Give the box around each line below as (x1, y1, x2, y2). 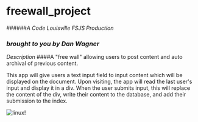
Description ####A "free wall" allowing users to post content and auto (6, 53, 183, 61)
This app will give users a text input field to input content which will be (6, 72, 183, 79)
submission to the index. (6, 97, 68, 104)
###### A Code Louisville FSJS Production (6, 24, 114, 32)
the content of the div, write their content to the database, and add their (6, 91, 186, 98)
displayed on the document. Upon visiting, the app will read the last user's (6, 78, 193, 86)
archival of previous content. (6, 59, 78, 67)
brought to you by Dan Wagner (6, 39, 99, 48)
